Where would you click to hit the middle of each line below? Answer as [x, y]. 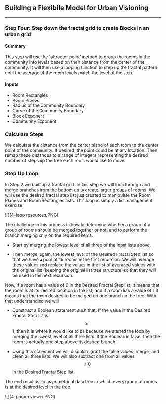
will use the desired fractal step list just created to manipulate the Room [78, 195]
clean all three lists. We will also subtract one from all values [73, 356]
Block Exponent [28, 116]
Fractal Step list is [30, 315]
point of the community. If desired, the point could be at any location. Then [81, 150]
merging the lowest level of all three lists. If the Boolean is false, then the [86, 336]
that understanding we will [32, 301]
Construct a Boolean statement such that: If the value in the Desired [81, 310]
